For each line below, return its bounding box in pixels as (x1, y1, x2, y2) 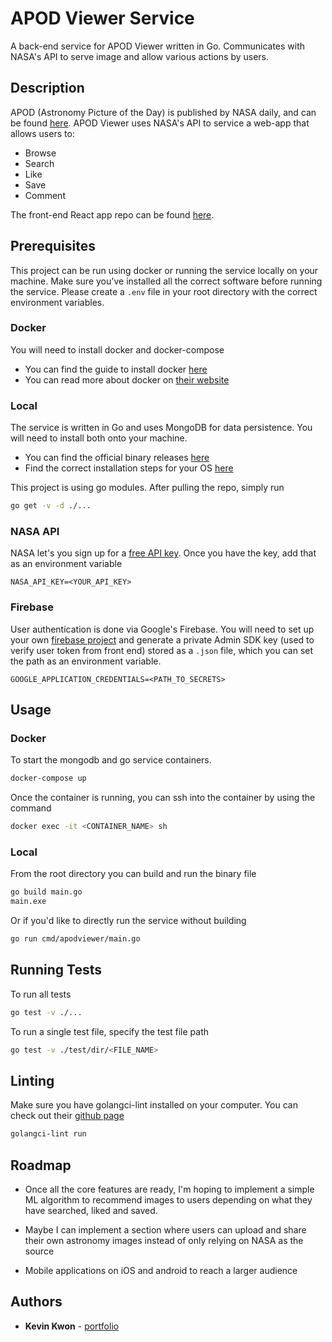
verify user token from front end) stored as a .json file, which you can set (10, 644, 314, 656)
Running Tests (10, 962, 102, 979)
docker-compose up (10, 773, 87, 784)
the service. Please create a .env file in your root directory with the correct (10, 285, 318, 297)
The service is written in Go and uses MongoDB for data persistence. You (10, 422, 313, 434)
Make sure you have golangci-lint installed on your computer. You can (10, 1099, 298, 1111)
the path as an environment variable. (10, 655, 162, 667)
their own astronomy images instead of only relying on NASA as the (24, 1235, 304, 1247)
